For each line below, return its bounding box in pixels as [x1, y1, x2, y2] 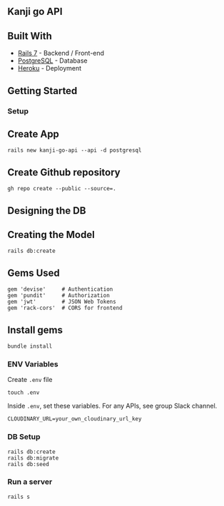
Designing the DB [7, 205, 86, 217]
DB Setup [7, 432, 41, 442]
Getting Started [7, 85, 78, 97]
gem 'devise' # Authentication [7, 286, 113, 293]
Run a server [7, 477, 53, 487]
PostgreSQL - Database [17, 56, 88, 65]
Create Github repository [7, 166, 121, 178]
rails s [7, 493, 31, 500]
